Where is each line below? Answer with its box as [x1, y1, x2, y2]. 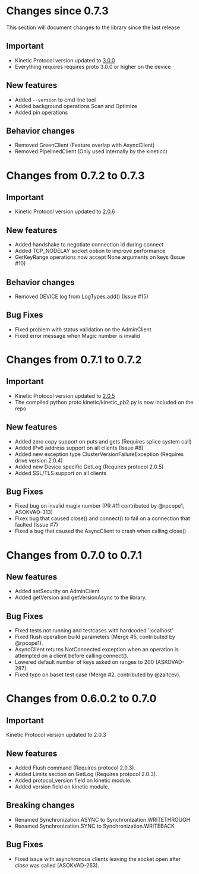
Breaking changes [6, 800, 75, 810]
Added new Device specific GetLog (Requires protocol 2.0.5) [14, 463, 164, 470]
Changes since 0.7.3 [6, 4, 109, 18]
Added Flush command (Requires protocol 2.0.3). [14, 764, 135, 771]
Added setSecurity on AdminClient [14, 588, 100, 595]
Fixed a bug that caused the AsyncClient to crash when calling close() [14, 527, 187, 535]
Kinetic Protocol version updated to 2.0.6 [14, 208, 115, 215]
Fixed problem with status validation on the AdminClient [14, 325, 151, 333]
